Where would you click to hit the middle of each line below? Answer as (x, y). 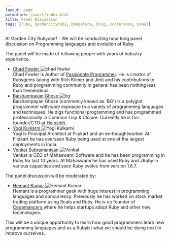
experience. (18, 59)
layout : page (19, 10)
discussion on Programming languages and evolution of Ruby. (70, 44)
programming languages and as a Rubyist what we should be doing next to (83, 228)
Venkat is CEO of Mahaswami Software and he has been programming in (89, 155)
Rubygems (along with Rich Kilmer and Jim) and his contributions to (83, 80)
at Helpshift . (54, 123)
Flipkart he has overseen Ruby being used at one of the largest (78, 139)
